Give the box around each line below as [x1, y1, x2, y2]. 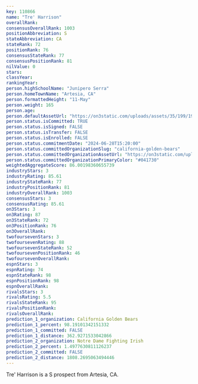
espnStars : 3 [6, 261, 38, 268]
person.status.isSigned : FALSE [6, 124, 83, 130]
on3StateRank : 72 [6, 217, 49, 223]
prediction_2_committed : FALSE [6, 349, 83, 355]
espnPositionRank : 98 [6, 278, 60, 284]
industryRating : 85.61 [6, 174, 62, 180]
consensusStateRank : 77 [6, 53, 65, 58]
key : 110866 [6, 8, 35, 15]
